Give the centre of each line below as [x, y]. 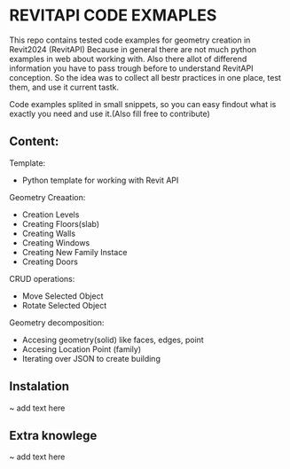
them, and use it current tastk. [64, 87]
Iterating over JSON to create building [91, 358]
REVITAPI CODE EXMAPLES [113, 16]
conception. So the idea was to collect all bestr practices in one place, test [145, 77]
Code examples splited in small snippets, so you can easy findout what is [143, 104]
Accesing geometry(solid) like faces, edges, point [113, 340]
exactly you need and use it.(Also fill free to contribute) [110, 113]
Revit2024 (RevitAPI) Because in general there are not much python [133, 49]
